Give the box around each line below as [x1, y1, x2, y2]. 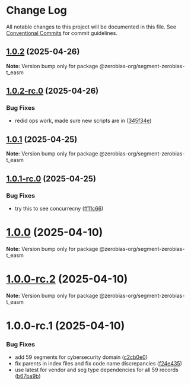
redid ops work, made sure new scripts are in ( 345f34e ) [14, 117, 152, 125]
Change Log [6, 4, 67, 17]
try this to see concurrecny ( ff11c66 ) [14, 205, 104, 212]
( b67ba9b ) [14, 373, 41, 380]
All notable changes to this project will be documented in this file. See [6, 23, 177, 30]
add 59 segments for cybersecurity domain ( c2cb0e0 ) [14, 354, 148, 361]
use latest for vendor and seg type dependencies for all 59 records [14, 366, 179, 374]
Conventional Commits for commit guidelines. [6, 29, 117, 36]
